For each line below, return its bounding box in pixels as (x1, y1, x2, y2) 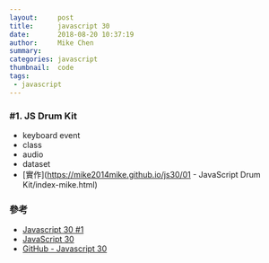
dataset (22, 158, 51, 169)
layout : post (9, 13, 74, 22)
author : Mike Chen (9, 38, 94, 48)
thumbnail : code (9, 64, 74, 73)
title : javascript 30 (9, 22, 110, 31)
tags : (9, 72, 30, 81)
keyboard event (22, 129, 81, 140)
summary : (9, 47, 42, 56)
